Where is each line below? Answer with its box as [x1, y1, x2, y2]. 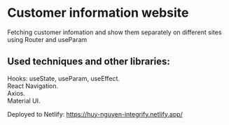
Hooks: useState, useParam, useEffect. [7, 74, 120, 82]
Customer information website [7, 5, 189, 21]
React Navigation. [7, 82, 59, 90]
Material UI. [7, 96, 41, 105]
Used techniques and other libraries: [7, 56, 170, 68]
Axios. [7, 89, 26, 97]
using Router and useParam [7, 35, 88, 43]
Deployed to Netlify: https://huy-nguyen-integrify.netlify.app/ [7, 110, 183, 118]
